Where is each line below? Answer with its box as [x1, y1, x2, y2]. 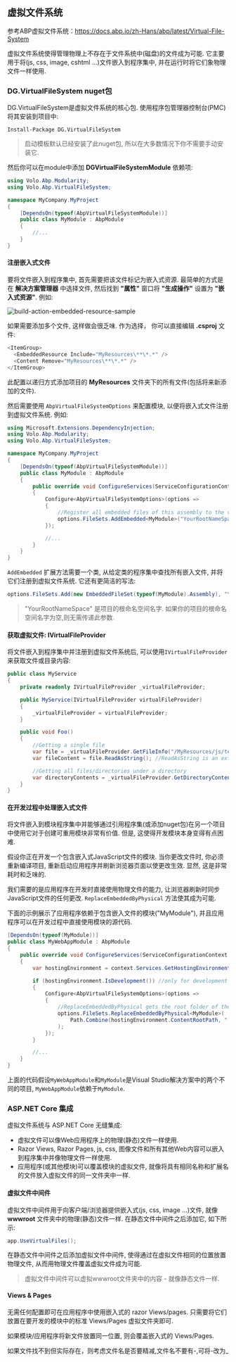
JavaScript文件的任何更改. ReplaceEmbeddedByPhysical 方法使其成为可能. [7, 894, 216, 902]
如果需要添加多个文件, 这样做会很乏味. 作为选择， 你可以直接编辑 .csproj [7, 322, 218, 330]
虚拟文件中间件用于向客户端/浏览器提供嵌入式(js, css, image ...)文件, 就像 [7, 1206, 218, 1214]
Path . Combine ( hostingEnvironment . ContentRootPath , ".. [70, 1016, 234, 1023]
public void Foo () [20, 729, 74, 736]
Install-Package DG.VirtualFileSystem [7, 126, 121, 134]
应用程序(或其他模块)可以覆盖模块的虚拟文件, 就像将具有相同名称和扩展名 [17, 1162, 229, 1171]
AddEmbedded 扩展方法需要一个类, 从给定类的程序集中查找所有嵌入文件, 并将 [7, 568, 223, 576]
